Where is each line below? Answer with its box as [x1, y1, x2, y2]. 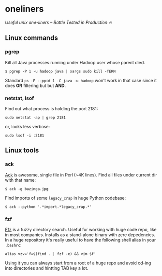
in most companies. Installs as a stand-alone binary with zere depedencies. [5, 232, 156, 238]
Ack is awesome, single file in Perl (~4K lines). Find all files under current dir [5, 172, 157, 178]
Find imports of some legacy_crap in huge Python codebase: [5, 195, 126, 201]
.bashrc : [5, 242, 22, 248]
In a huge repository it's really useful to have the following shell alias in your [5, 237, 156, 242]
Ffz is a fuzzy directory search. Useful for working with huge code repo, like [5, 226, 157, 232]
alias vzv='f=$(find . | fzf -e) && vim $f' [5, 251, 96, 256]
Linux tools [5, 146, 39, 155]
